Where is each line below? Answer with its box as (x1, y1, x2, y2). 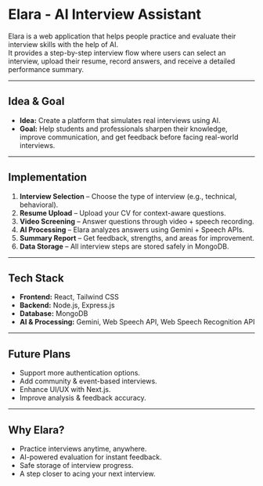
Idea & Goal (8, 95, 65, 108)
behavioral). (19, 200, 59, 209)
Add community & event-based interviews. (19, 376, 158, 386)
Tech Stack (8, 271, 64, 285)
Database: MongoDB (19, 309, 88, 318)
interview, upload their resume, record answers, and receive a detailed (8, 56, 236, 66)
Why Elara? (8, 423, 65, 437)
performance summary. (8, 64, 85, 74)
